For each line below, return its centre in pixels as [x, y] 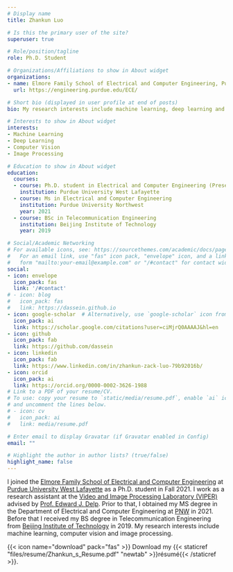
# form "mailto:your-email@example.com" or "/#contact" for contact [111, 262]
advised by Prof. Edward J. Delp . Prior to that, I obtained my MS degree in [112, 504]
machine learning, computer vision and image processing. [90, 533]
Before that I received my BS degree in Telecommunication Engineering [109, 519]
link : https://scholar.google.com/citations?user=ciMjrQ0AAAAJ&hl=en [116, 327]
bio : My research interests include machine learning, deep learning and [116, 109]
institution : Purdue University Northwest [82, 205]
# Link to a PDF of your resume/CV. [60, 392]
